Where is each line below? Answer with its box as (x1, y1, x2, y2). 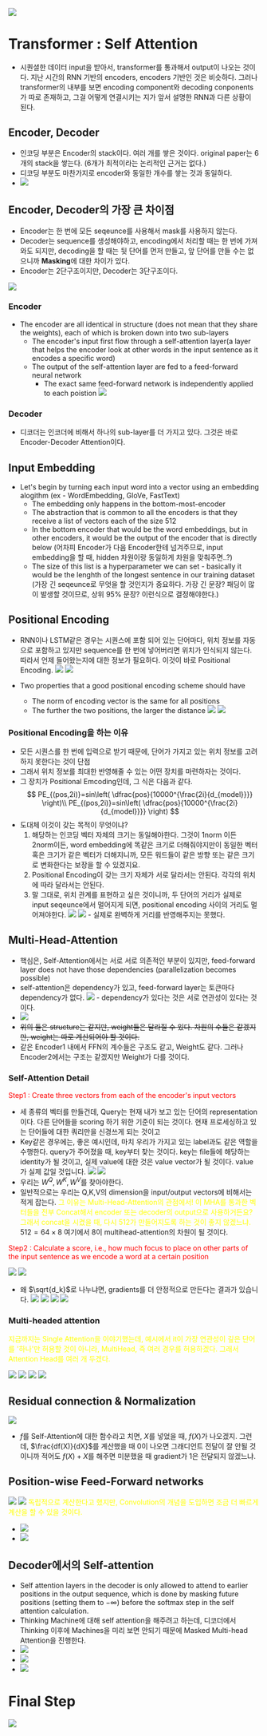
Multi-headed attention (8, 1314, 100, 1326)
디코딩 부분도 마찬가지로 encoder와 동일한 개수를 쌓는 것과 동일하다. (19, 168, 233, 177)
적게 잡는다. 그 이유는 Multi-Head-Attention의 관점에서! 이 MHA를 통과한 (19, 1197, 249, 1207)
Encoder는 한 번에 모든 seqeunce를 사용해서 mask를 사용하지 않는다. (19, 226, 238, 236)
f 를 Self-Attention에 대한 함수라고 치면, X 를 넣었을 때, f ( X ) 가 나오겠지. (19, 1431, 238, 1441)
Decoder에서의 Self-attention (8, 1559, 154, 1572)
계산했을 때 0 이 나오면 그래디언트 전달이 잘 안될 (100, 1441, 249, 1451)
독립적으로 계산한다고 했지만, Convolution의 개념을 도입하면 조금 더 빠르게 (27, 1497, 259, 1507)
